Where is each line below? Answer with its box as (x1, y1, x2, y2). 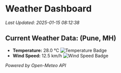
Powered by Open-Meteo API (5, 62, 67, 68)
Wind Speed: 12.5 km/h (12, 52, 62, 58)
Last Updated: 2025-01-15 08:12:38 (5, 19, 80, 25)
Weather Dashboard (5, 3, 92, 14)
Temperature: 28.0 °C (12, 47, 59, 53)
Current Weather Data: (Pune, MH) (5, 34, 116, 42)
